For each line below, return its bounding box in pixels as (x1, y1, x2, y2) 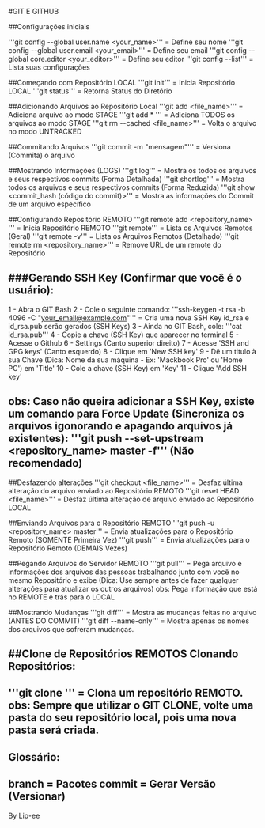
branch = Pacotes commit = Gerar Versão (8, 777, 216, 791)
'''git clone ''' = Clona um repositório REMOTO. (8, 686, 244, 700)
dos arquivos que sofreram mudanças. (8, 624, 134, 633)
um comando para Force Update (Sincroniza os (8, 407, 244, 421)
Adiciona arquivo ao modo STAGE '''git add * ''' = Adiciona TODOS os (8, 110, 235, 119)
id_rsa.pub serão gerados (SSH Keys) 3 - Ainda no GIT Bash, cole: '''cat (8, 321, 243, 331)
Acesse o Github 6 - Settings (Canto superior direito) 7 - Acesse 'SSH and (8, 338, 249, 347)
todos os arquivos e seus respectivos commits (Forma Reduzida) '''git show (8, 183, 256, 192)
